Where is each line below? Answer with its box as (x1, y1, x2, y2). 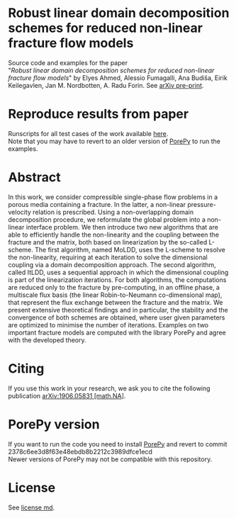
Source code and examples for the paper (8, 58, 128, 67)
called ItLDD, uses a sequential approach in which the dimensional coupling (8, 268, 229, 276)
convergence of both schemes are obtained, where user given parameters (8, 313, 225, 322)
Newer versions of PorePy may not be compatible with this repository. (8, 455, 213, 463)
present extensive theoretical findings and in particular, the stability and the (8, 305, 229, 314)
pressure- (187, 200, 217, 208)
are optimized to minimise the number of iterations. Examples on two (8, 320, 208, 329)
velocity (8, 208, 31, 216)
